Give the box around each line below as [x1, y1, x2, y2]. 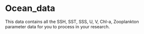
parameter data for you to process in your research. [5, 23, 110, 29]
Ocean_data [5, 3, 56, 14]
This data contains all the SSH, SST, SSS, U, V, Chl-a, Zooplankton [5, 19, 139, 24]
